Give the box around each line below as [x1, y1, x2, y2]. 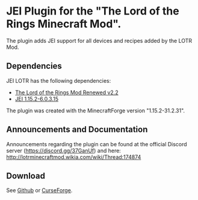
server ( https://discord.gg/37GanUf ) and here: [6, 147, 122, 154]
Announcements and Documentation [6, 124, 148, 135]
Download [6, 170, 45, 181]
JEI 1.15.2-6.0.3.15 [14, 95, 59, 102]
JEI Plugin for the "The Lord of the [6, 4, 179, 18]
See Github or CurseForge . [6, 187, 73, 194]
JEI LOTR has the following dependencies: [6, 77, 111, 84]
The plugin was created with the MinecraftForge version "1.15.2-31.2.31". [6, 107, 185, 114]
